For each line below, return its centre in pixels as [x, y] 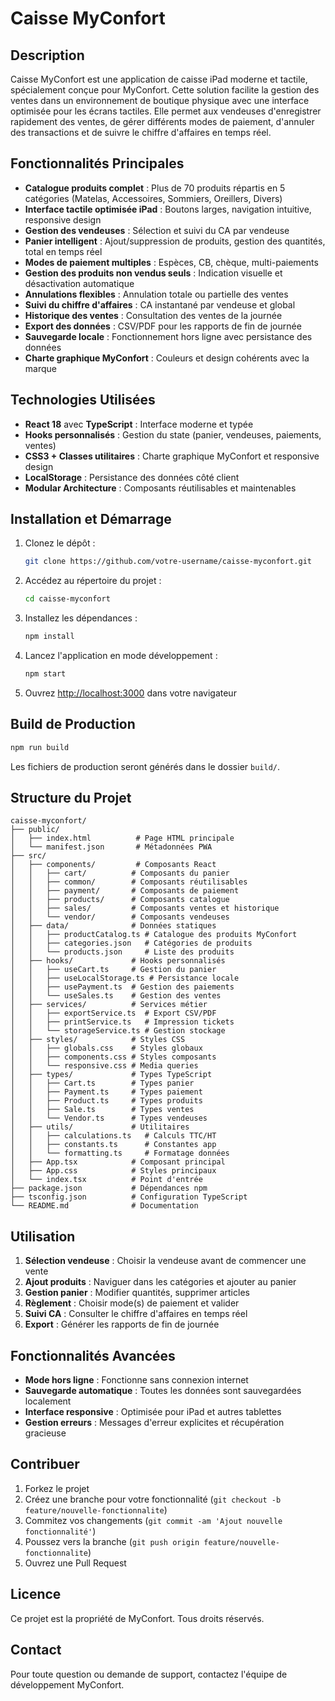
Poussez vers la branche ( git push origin [112, 1541]
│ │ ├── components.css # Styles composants [113, 1057]
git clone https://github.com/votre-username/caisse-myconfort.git [168, 562]
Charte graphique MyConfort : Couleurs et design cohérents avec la [167, 358]
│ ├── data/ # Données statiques [113, 926]
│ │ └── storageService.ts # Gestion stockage [118, 1031]
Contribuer [45, 1464]
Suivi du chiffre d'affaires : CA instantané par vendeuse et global [160, 304]
